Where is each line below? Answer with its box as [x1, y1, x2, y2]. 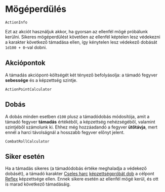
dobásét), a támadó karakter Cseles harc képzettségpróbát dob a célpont [5, 171, 155, 177]
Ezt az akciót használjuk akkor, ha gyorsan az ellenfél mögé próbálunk [5, 28, 148, 34]
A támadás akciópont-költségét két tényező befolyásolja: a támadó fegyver [5, 72, 158, 78]
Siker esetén [5, 152, 45, 161]
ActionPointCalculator [5, 87, 52, 92]
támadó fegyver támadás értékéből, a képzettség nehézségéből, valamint [5, 119, 156, 125]
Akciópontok [5, 59, 46, 67]
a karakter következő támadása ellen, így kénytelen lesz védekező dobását [5, 39, 158, 45]
